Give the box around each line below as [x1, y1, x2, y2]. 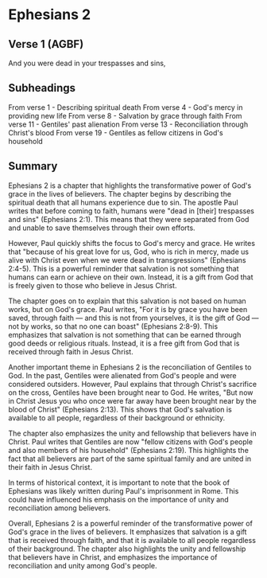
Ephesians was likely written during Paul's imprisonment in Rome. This [8, 486, 239, 495]
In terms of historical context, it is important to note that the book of [8, 478, 230, 487]
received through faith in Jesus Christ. [8, 346, 133, 356]
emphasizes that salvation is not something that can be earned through [8, 330, 242, 339]
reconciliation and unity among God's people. [8, 560, 157, 570]
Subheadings [8, 81, 76, 95]
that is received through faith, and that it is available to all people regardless [8, 535, 257, 545]
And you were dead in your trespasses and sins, [8, 58, 166, 68]
